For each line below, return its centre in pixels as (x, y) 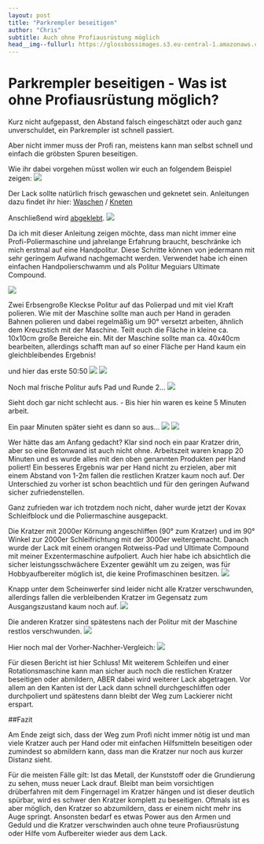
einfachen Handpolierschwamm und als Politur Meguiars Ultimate (114, 267)
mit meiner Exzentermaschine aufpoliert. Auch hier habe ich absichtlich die (130, 556)
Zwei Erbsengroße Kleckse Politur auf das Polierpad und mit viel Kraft (121, 305)
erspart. (21, 704)
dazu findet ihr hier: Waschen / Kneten (71, 202)
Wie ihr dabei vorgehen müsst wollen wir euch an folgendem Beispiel (120, 169)
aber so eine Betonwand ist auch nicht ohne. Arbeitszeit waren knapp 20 (126, 451)
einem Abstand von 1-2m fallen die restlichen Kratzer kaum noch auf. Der (126, 476)
